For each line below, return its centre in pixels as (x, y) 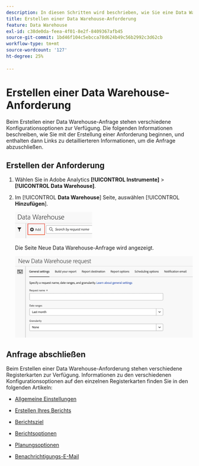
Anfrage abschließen (46, 354)
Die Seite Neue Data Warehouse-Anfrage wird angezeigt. (84, 248)
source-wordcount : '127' (37, 50)
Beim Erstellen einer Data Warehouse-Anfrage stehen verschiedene (89, 122)
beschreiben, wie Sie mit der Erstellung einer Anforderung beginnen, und (95, 134)
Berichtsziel (29, 422)
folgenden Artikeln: (29, 388)
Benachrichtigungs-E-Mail (47, 457)
